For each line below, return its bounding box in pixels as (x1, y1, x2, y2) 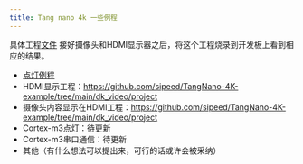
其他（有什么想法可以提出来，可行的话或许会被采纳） (22, 145, 222, 156)
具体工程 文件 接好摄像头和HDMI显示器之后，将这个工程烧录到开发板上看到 (9, 39, 287, 50)
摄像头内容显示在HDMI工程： (22, 101, 131, 113)
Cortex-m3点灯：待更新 (22, 123, 111, 133)
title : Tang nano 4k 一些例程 (9, 13, 118, 23)
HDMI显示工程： (22, 80, 84, 91)
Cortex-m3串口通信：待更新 (22, 133, 127, 144)
